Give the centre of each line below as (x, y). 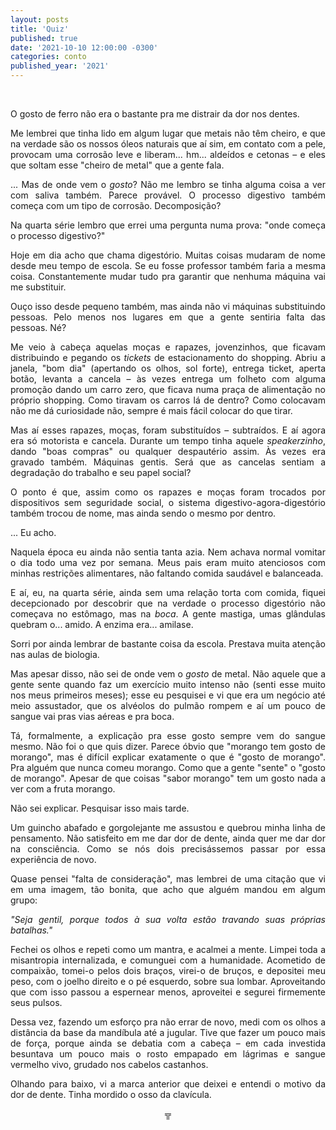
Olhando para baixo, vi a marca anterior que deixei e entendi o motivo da (168, 1084)
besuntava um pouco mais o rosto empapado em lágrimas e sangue (168, 1054)
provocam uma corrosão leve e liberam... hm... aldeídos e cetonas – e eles (168, 154)
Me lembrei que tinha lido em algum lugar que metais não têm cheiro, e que (168, 133)
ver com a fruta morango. (63, 789)
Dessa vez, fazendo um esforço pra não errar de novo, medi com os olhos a (168, 1022)
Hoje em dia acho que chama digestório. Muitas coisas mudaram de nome (168, 255)
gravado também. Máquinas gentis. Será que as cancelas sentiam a (168, 462)
